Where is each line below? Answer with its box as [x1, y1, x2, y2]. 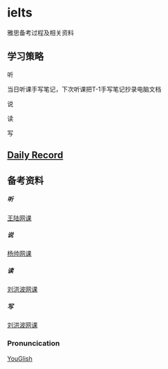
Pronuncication [7, 339, 60, 348]
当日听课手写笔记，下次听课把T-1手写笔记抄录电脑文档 [7, 85, 162, 93]
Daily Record [7, 150, 64, 161]
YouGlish [7, 354, 32, 363]
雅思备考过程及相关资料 [7, 28, 74, 37]
